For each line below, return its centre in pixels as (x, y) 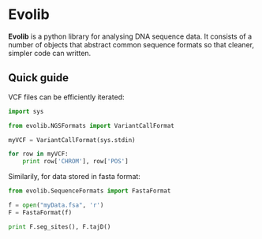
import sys (26, 111)
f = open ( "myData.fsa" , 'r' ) (56, 205)
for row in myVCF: (38, 154)
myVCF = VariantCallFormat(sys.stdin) (72, 140)
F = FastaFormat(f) (40, 212)
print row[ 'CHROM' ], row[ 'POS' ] (75, 162)
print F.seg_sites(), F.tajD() (60, 226)
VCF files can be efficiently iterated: (66, 97)
